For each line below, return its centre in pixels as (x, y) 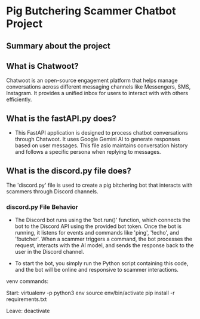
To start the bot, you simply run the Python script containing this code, (101, 263)
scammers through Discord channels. (52, 192)
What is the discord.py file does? (69, 171)
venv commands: (27, 281)
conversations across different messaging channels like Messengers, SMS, (99, 87)
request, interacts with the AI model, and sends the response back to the (104, 245)
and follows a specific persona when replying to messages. (88, 152)
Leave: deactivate (28, 311)
